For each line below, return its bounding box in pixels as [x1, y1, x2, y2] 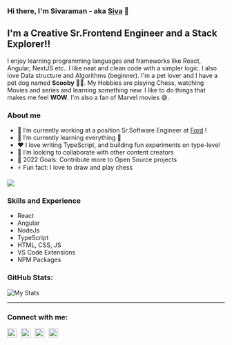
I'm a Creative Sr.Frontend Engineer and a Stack [7, 28, 217, 39]
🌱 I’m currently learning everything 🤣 [17, 134, 122, 142]
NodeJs [17, 226, 40, 235]
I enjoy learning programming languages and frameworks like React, [7, 57, 202, 65]
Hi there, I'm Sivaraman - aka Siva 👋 [7, 6, 129, 16]
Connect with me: [7, 312, 68, 322]
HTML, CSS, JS [17, 241, 61, 249]
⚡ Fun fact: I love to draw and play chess [17, 164, 133, 172]
